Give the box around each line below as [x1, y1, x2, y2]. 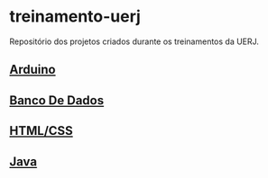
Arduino [9, 62, 56, 77]
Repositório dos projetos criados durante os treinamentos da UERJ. [9, 36, 260, 47]
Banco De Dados [9, 93, 105, 108]
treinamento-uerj [9, 6, 142, 27]
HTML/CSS [9, 123, 74, 138]
